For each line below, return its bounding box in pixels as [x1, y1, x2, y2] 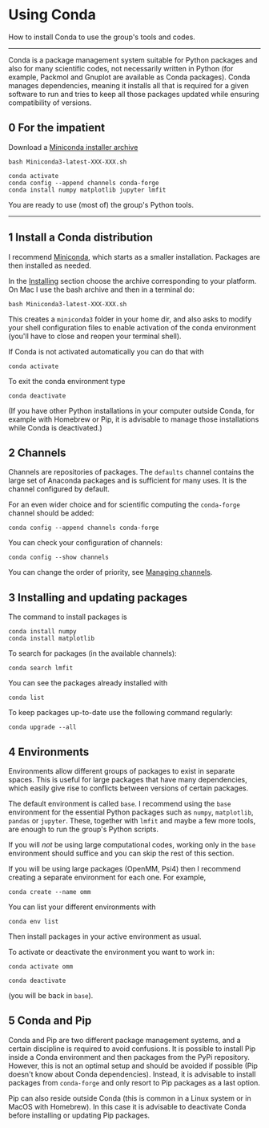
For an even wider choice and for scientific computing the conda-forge [8, 499, 240, 510]
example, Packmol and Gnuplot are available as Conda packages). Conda [8, 72, 251, 82]
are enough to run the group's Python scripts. [8, 824, 159, 834]
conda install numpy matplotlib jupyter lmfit [8, 186, 167, 194]
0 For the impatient [8, 121, 106, 135]
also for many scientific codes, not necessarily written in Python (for [8, 63, 234, 73]
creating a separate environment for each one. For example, [8, 872, 207, 882]
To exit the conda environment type [8, 376, 126, 386]
